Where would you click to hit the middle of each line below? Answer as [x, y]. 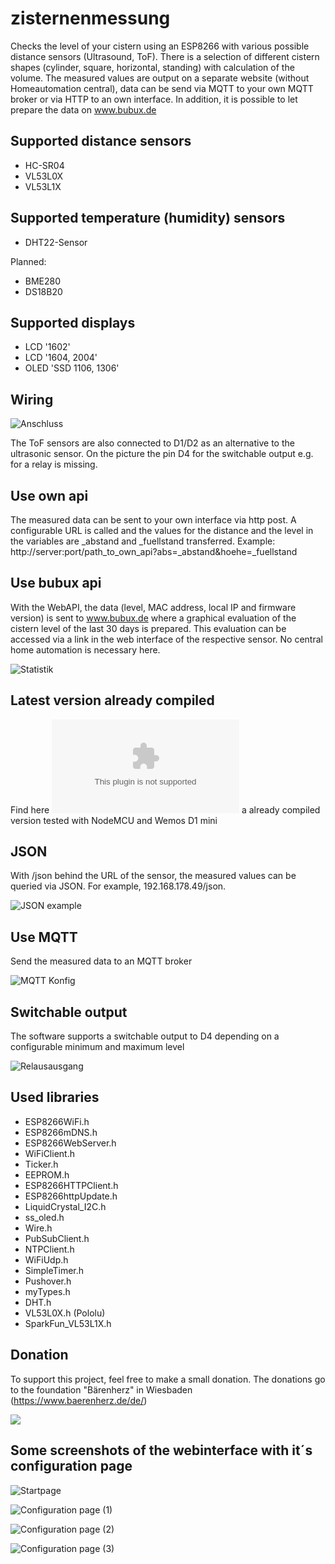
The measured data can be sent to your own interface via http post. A [153, 520]
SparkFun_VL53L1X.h [68, 1323]
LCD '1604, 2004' [61, 358]
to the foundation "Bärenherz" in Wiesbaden [101, 1389]
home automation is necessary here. [85, 649]
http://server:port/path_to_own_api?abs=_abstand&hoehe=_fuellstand [154, 551]
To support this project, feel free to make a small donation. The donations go [168, 1379]
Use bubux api [56, 583]
